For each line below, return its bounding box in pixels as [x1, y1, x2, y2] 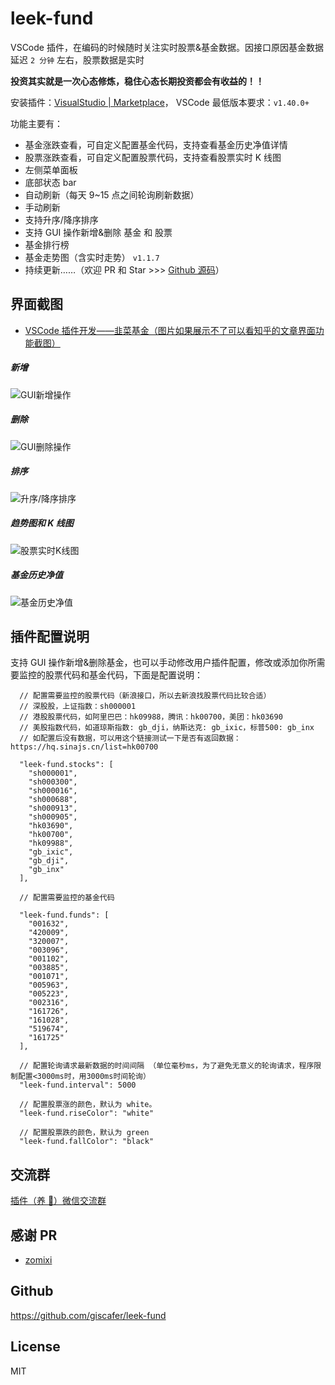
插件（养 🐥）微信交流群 [10, 1195, 107, 1207]
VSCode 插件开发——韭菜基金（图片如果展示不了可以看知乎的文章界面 [24, 324, 316, 336]
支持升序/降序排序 [24, 213, 99, 226]
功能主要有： [10, 117, 63, 129]
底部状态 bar [24, 176, 77, 188]
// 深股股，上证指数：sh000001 [19, 702, 137, 712]
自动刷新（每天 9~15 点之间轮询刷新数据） [24, 188, 200, 201]
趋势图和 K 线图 [10, 517, 74, 529]
